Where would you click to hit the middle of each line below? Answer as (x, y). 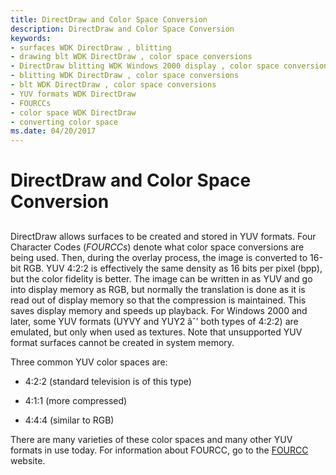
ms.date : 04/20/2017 (53, 131)
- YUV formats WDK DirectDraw (73, 94)
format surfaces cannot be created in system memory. (122, 342)
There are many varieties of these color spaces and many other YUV (151, 439)
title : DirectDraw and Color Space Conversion (109, 19)
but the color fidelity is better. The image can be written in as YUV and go (161, 278)
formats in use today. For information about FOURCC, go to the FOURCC (159, 450)
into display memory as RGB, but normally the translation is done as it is (158, 289)
